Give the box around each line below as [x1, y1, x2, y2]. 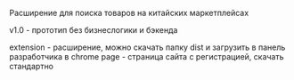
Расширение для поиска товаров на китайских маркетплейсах [9, 8, 249, 18]
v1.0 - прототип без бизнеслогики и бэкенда [9, 25, 178, 35]
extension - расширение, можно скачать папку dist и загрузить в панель [9, 42, 286, 52]
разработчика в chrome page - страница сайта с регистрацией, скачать [9, 52, 284, 61]
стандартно [9, 61, 54, 71]
